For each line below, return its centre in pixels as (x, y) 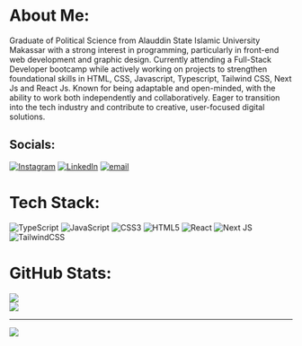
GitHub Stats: (61, 273)
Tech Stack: (55, 202)
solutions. (27, 117)
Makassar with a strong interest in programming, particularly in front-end (144, 49)
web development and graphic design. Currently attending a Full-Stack (141, 59)
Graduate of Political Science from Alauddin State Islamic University (135, 40)
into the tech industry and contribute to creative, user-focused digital (137, 107)
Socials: (32, 145)
